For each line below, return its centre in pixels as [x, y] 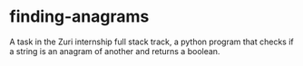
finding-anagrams [79, 17]
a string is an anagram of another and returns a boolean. [115, 51]
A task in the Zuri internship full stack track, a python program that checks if [151, 42]
